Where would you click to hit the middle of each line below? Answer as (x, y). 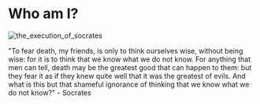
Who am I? (43, 14)
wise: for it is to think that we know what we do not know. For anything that (129, 59)
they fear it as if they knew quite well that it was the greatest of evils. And (127, 76)
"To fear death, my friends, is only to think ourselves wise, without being (126, 50)
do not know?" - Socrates (50, 92)
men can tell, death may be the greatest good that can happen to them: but (130, 67)
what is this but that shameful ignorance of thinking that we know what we (129, 84)
